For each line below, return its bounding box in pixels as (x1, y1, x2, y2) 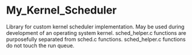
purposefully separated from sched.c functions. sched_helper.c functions (6, 35, 186, 43)
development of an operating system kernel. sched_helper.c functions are (6, 29, 187, 36)
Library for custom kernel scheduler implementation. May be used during (6, 23, 185, 30)
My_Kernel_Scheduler (6, 4, 117, 17)
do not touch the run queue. (6, 42, 75, 49)
